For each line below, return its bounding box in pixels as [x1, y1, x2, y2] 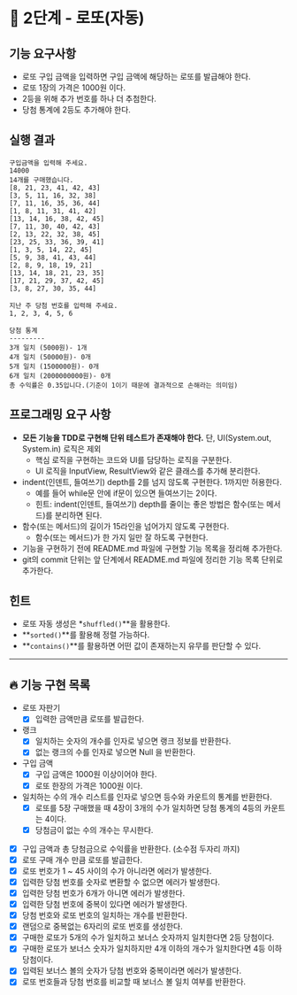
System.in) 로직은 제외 [21, 444, 102, 454]
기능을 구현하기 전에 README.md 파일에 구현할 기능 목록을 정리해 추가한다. [21, 543, 283, 553]
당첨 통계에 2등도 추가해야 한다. [21, 104, 131, 115]
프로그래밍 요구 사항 [9, 407, 111, 422]
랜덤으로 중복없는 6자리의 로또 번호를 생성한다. [21, 922, 183, 932]
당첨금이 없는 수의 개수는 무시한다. [34, 824, 154, 835]
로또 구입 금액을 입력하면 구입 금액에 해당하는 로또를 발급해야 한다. [21, 72, 251, 81]
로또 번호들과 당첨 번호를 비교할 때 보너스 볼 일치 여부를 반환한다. [21, 976, 246, 987]
